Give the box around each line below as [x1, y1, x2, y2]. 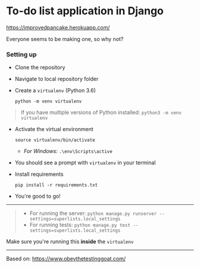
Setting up [6, 50, 37, 58]
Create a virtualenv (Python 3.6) [14, 87, 96, 94]
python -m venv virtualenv [14, 98, 82, 105]
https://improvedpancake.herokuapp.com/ [6, 24, 110, 31]
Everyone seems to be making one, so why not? [6, 35, 124, 42]
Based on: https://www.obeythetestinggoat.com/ [6, 255, 126, 263]
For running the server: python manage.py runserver [29, 210, 157, 217]
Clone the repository [14, 64, 65, 71]
